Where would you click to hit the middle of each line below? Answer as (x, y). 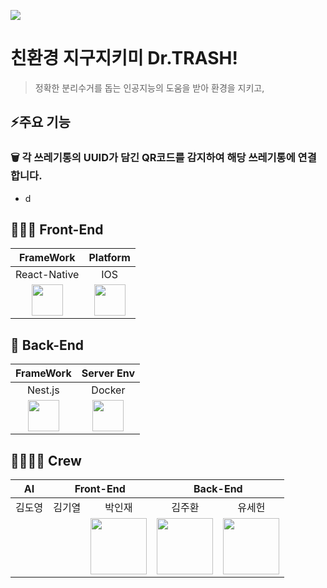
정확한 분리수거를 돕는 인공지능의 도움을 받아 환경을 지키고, (149, 87)
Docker (108, 390)
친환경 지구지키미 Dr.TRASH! (124, 58)
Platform (109, 258)
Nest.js (43, 390)
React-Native (47, 275)
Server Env (108, 373)
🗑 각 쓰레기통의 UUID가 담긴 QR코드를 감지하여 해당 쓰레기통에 (153, 158)
